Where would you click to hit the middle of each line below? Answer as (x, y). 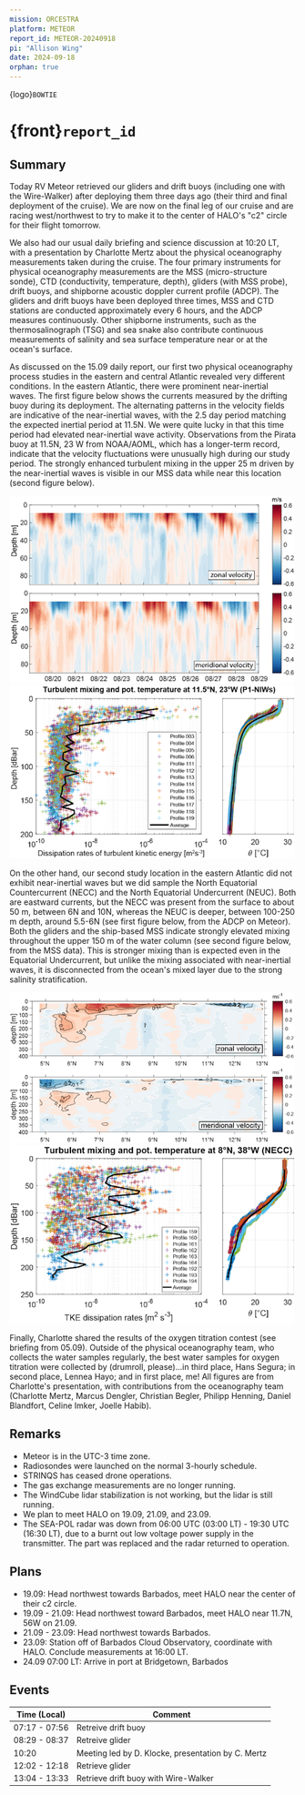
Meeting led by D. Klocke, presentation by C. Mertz (171, 1753)
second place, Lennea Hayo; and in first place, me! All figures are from (142, 1376)
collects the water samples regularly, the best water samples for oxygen (145, 1357)
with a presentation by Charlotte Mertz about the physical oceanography (146, 252)
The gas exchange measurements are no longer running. (129, 1485)
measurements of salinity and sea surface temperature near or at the (139, 340)
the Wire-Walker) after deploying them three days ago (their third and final (148, 196)
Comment (172, 1714)
